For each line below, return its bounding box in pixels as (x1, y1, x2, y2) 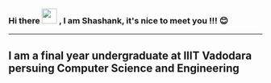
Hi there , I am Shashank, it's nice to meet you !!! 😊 (8, 15, 228, 26)
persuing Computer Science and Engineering (8, 61, 240, 75)
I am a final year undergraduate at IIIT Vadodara (8, 48, 252, 62)
